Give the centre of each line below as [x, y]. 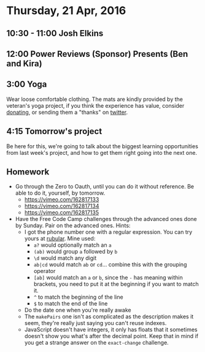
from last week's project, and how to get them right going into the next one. [102, 152]
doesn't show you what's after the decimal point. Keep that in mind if [111, 336]
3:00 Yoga [27, 84]
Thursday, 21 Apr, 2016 [66, 11]
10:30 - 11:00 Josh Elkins [55, 33]
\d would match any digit [65, 258]
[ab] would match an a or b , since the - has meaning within [108, 278]
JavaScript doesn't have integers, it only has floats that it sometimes [111, 330]
